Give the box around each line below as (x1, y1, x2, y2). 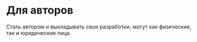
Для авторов (6, 4, 74, 17)
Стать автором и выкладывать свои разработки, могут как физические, (6, 23, 192, 30)
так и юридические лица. (6, 29, 71, 36)
